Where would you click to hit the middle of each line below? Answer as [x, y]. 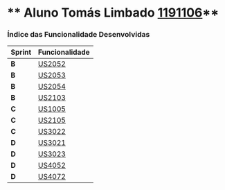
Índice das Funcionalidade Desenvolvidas [79, 35]
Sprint [21, 52]
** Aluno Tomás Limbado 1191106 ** [113, 13]
